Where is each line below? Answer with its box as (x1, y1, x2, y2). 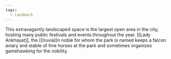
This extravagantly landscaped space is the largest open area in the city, (5, 26, 159, 32)
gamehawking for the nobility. (5, 48, 68, 54)
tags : (5, 7, 17, 13)
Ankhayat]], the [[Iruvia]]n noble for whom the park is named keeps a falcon (5, 37, 166, 43)
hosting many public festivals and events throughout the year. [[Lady (5, 32, 151, 38)
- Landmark (10, 12, 33, 17)
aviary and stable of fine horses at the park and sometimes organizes (5, 42, 153, 48)
